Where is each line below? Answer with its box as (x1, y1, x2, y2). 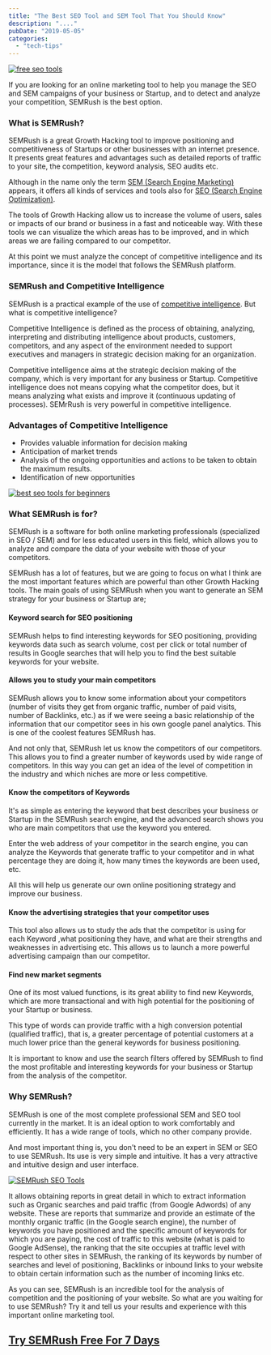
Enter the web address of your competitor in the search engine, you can (8, 838, 248, 848)
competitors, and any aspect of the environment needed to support (8, 340, 233, 350)
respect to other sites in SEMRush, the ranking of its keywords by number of (8, 1251, 263, 1261)
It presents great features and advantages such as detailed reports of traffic (8, 153, 261, 163)
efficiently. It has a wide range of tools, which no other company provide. (8, 1126, 252, 1136)
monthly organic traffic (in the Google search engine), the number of (8, 1216, 237, 1226)
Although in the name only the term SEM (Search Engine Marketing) (8, 177, 235, 187)
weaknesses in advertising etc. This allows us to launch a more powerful (8, 943, 251, 952)
